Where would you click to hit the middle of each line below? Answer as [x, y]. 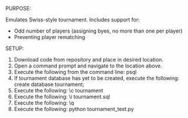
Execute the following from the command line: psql [75, 72]
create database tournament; [49, 84]
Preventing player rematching [49, 37]
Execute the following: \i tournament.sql [62, 96]
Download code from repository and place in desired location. [88, 60]
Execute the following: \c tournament [59, 90]
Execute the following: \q [44, 103]
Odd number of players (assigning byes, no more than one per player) [98, 31]
